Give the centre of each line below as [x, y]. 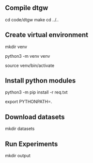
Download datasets [35, 117]
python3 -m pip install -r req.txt [36, 92]
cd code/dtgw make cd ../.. [32, 19]
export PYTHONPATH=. [29, 102]
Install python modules [40, 81]
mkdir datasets [20, 129]
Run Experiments [31, 144]
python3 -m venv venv [28, 56]
